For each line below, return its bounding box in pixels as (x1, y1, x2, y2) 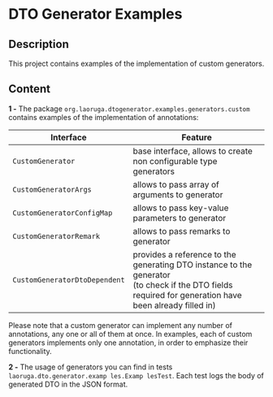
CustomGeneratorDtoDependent (12, 275, 125, 284)
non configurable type (132, 155, 218, 166)
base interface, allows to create (132, 145, 253, 157)
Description (8, 37, 69, 51)
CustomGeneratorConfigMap (12, 208, 113, 218)
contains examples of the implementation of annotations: (8, 112, 199, 122)
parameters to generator (132, 212, 227, 223)
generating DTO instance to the (132, 259, 253, 270)
